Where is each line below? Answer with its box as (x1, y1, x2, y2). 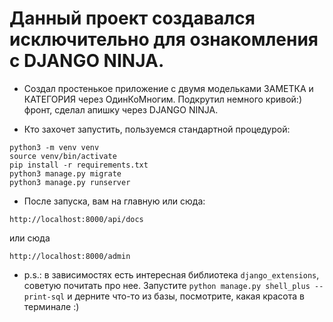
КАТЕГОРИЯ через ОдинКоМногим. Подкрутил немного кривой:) (23, 93, 303, 105)
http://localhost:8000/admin (9, 251, 131, 261)
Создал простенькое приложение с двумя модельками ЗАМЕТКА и (23, 82, 314, 94)
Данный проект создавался (9, 7, 256, 30)
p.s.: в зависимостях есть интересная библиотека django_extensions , (23, 268, 320, 281)
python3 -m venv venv (9, 142, 100, 152)
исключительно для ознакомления (9, 28, 319, 51)
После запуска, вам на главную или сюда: (23, 195, 206, 207)
